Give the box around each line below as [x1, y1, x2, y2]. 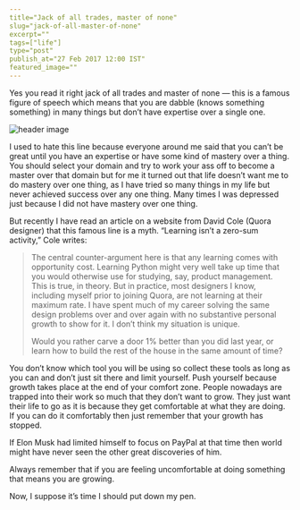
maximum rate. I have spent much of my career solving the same [30, 299, 271, 310]
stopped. [9, 420, 43, 430]
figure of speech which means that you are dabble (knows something [9, 97, 265, 107]
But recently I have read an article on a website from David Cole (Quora [9, 216, 272, 226]
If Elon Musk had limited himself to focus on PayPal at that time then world [9, 437, 283, 447]
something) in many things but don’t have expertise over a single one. [9, 106, 266, 117]
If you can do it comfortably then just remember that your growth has [9, 410, 263, 421]
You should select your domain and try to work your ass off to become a [9, 160, 275, 171]
